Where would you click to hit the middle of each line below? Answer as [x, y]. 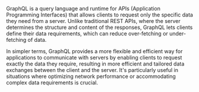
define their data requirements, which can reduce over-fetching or [87, 34]
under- [177, 34]
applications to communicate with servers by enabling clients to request [94, 57]
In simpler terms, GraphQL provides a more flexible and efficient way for [94, 51]
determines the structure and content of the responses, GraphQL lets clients [99, 27]
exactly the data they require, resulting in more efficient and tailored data [95, 64]
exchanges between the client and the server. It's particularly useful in [92, 70]
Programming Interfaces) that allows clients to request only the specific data [99, 15]
